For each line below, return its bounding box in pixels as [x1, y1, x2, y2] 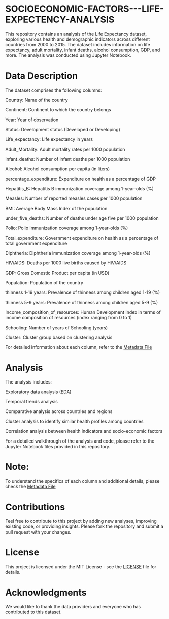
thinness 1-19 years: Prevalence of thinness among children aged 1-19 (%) [5, 289, 160, 296]
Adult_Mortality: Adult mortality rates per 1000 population [5, 146, 125, 152]
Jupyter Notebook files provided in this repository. [5, 443, 111, 449]
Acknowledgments [5, 586, 87, 598]
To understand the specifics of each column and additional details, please [5, 478, 160, 484]
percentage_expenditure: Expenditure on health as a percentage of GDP [5, 175, 156, 182]
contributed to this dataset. [5, 609, 62, 615]
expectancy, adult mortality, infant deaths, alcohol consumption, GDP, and [5, 47, 160, 53]
